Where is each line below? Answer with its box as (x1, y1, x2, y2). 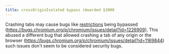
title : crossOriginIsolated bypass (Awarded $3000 (5, 7, 115, 13)
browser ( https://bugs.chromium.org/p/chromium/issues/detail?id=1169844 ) (5, 37, 165, 43)
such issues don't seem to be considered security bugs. (5, 42, 123, 48)
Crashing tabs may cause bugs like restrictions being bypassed (5, 21, 138, 27)
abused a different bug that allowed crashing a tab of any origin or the (5, 32, 152, 38)
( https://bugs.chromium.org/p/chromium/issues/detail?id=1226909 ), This (5, 26, 158, 33)
